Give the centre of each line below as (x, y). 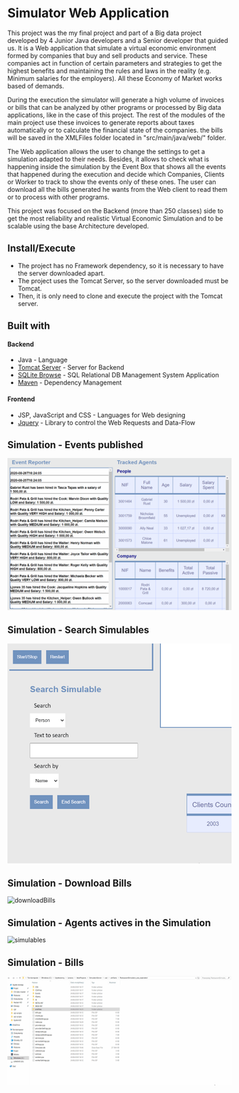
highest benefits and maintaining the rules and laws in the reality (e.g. (109, 71)
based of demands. (36, 86)
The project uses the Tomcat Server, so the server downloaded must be (123, 280)
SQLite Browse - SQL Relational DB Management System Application (118, 375)
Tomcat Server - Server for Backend (71, 367)
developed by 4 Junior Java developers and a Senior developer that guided (118, 40)
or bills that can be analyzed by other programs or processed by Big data (115, 107)
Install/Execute (42, 249)
